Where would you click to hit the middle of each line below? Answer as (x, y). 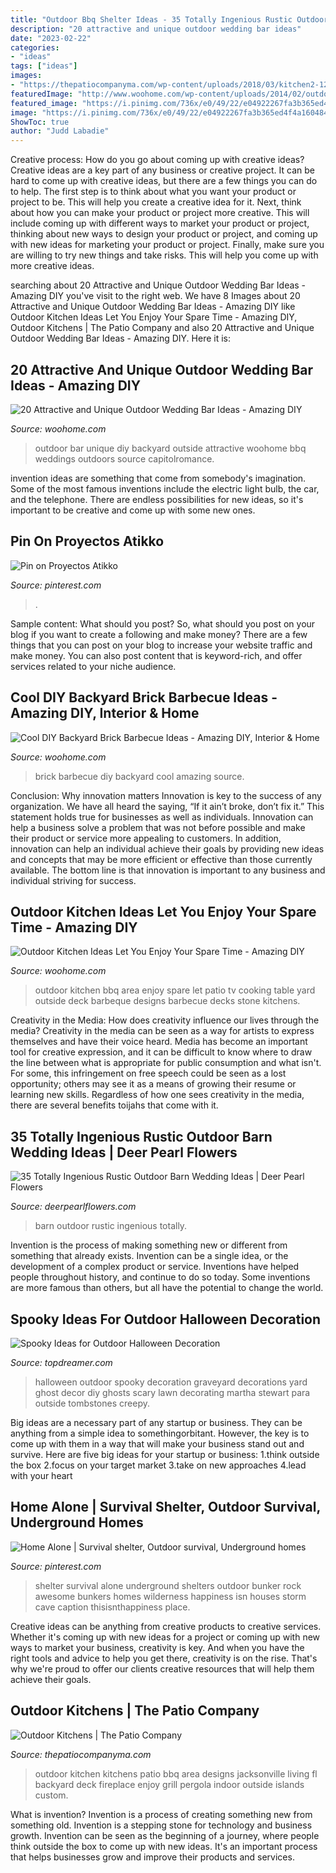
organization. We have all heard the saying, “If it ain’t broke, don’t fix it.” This (167, 806)
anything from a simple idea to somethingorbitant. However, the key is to (160, 1433)
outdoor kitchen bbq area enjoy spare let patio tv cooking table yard (175, 990)
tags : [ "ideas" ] (44, 66)
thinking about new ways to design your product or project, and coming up (164, 234)
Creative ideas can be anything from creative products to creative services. (166, 1626)
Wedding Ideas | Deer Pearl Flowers (124, 1152)
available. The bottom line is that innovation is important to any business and (168, 870)
